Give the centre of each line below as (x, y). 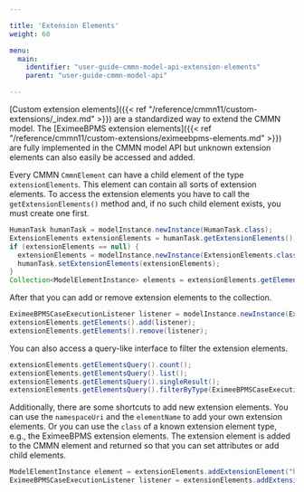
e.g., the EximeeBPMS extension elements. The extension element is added (150, 436)
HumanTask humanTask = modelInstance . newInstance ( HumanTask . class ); (141, 230)
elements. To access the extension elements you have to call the (130, 194)
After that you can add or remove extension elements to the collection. (141, 298)
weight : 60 (30, 34)
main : (28, 59)
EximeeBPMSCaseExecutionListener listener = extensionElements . (133, 480)
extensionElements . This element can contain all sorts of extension (133, 184)
